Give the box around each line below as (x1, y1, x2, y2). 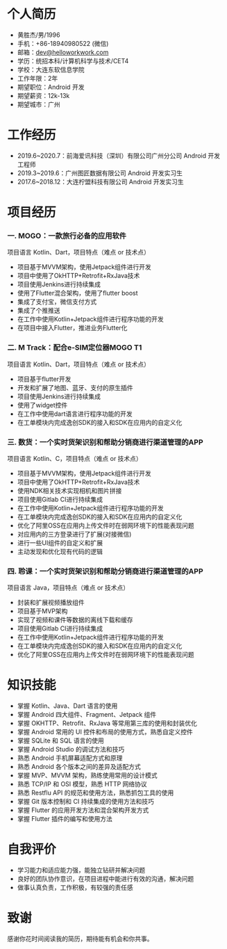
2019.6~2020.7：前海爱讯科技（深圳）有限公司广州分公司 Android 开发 (17, 151, 221, 160)
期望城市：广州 (17, 100, 60, 108)
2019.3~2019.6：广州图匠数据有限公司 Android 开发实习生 (17, 168, 183, 177)
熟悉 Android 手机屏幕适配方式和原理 (17, 754, 123, 762)
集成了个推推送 (17, 307, 60, 315)
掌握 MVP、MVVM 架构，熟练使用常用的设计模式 (17, 771, 158, 779)
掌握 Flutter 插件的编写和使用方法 (17, 815, 113, 823)
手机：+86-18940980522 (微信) (17, 39, 109, 47)
